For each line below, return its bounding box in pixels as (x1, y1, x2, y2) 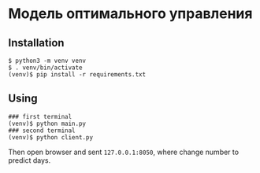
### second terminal (8, 127, 76, 134)
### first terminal (8, 112, 72, 120)
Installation (8, 36, 65, 50)
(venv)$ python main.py (8, 120, 87, 127)
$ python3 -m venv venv (8, 57, 87, 64)
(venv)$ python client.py (8, 133, 93, 142)
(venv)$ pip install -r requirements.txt (8, 71, 147, 79)
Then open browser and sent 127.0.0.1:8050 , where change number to (8, 147, 239, 156)
